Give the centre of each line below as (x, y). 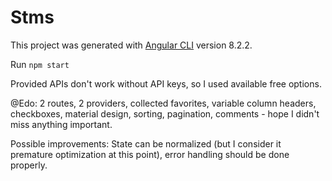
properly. (29, 165)
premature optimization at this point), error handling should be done (150, 154)
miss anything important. (61, 124)
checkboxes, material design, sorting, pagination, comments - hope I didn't (165, 113)
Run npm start (40, 64)
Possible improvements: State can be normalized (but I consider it (146, 143)
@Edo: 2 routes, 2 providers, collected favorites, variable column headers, (163, 103)
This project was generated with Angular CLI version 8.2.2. (131, 45)
